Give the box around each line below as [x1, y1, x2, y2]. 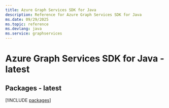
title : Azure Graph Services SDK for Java [5, 7, 96, 13]
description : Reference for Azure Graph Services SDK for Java [5, 12, 142, 17]
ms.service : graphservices [5, 31, 62, 36]
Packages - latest [5, 84, 62, 92]
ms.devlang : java [5, 26, 42, 31]
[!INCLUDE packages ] [5, 97, 51, 103]
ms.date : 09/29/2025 [5, 17, 49, 22]
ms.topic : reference [5, 21, 49, 27]
